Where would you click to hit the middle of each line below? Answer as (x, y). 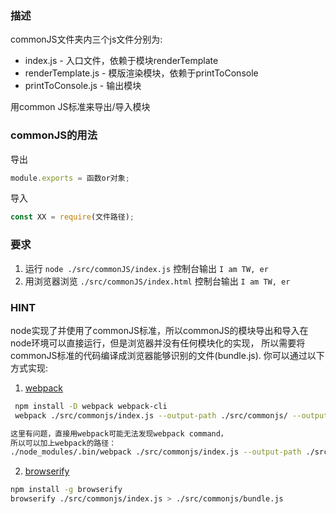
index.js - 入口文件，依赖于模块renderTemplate (121, 61)
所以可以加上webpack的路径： (63, 443)
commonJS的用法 (54, 135)
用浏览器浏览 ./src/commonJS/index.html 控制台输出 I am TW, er (157, 281)
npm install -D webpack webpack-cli (91, 406)
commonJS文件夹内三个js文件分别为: (86, 39)
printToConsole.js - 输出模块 (83, 86)
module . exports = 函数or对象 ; (70, 178)
